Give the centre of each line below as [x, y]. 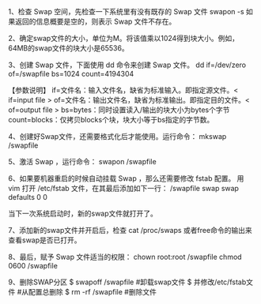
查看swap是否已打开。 [45, 240]
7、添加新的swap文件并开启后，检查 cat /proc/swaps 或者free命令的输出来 [130, 230]
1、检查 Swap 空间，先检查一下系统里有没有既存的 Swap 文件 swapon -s [126, 11]
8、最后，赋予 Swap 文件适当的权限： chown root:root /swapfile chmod [125, 257]
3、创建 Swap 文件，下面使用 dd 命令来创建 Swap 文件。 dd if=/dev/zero [127, 65]
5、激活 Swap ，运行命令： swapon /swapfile [82, 161]
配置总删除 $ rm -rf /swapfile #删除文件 [92, 292]
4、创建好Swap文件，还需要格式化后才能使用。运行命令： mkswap [117, 136]
